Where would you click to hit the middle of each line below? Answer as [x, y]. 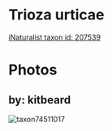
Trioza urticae [56, 15]
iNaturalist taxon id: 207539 [55, 37]
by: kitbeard [40, 100]
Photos [33, 70]
